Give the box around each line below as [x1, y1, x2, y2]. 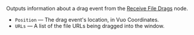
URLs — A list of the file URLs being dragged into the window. [14, 23, 165, 29]
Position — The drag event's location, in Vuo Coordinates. [14, 16, 159, 23]
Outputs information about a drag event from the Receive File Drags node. [6, 5, 189, 12]
